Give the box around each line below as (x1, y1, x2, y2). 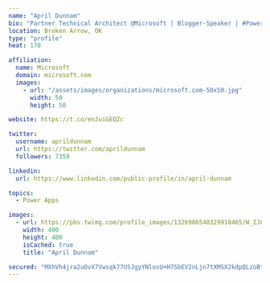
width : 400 (22, 226, 59, 234)
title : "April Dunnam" (22, 248, 99, 256)
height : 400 (22, 233, 63, 241)
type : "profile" (8, 34, 63, 43)
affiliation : (8, 56, 52, 64)
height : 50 (29, 101, 67, 109)
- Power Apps (15, 196, 59, 205)
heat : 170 (8, 42, 42, 50)
